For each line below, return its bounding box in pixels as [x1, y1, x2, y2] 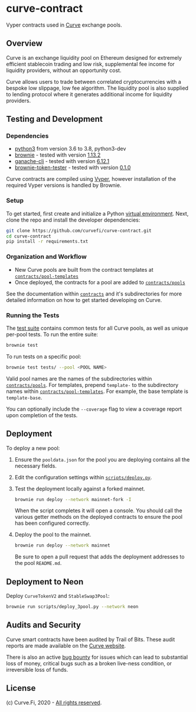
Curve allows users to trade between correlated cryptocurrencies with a [6, 78, 181, 85]
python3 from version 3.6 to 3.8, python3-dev [14, 145, 126, 152]
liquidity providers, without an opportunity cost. [6, 67, 122, 74]
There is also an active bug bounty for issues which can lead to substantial [6, 654, 188, 661]
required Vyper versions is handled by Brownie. [6, 182, 122, 189]
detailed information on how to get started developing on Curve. [6, 296, 162, 303]
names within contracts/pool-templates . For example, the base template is [6, 388, 189, 395]
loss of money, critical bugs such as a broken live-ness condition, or [6, 659, 172, 667]
